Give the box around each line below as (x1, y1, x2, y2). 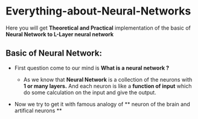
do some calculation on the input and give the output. (23, 89, 156, 96)
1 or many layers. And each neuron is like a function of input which (23, 82, 192, 89)
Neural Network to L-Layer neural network (5, 30, 114, 37)
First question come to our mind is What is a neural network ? (14, 64, 170, 71)
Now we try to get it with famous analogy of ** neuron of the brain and (14, 100, 191, 108)
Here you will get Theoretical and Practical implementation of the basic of (5, 24, 191, 31)
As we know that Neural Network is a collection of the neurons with (23, 76, 193, 83)
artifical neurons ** (14, 107, 62, 114)
